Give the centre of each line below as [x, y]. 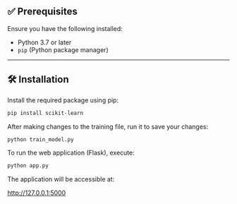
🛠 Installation [38, 79]
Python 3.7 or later [44, 42]
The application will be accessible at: [61, 179]
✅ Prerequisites [42, 12]
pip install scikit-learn [45, 113]
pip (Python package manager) [63, 49]
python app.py [28, 166]
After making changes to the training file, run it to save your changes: [108, 126]
